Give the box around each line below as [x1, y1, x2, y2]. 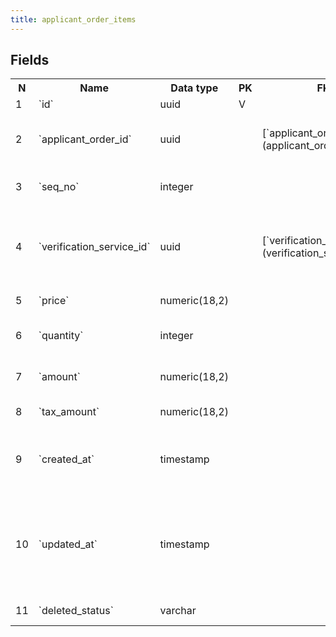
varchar [159, 604, 197, 618]
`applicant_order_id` [38, 132, 132, 146]
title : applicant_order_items [10, 14, 137, 25]
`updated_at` [38, 537, 98, 551]
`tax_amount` [38, 405, 100, 419]
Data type [170, 81, 219, 95]
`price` [38, 294, 70, 308]
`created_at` [38, 452, 95, 466]
